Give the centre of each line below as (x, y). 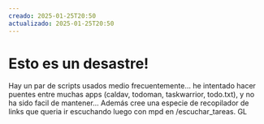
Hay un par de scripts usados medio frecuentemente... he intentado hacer (132, 86)
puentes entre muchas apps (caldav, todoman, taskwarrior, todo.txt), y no (132, 95)
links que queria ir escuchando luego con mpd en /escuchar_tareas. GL (128, 112)
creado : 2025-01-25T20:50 (52, 16)
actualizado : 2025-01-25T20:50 (61, 24)
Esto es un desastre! (79, 64)
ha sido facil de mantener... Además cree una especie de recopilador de (129, 103)
